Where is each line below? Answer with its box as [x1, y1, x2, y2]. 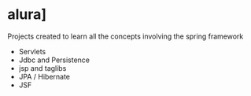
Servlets [18, 46, 46, 56]
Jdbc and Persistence [18, 55, 90, 65]
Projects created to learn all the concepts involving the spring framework [7, 31, 244, 41]
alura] [7, 6, 47, 24]
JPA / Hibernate [18, 72, 71, 81]
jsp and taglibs [18, 63, 67, 72]
